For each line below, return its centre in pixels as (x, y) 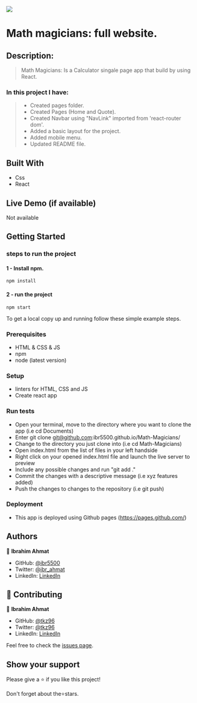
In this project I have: (38, 92)
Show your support (43, 665)
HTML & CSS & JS (37, 347)
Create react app (36, 396)
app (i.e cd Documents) (44, 431)
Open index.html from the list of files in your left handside (86, 450)
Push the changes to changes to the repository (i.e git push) (89, 489)
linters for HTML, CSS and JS (52, 389)
